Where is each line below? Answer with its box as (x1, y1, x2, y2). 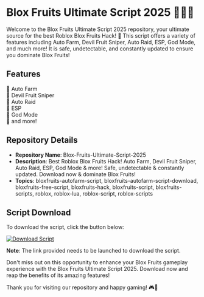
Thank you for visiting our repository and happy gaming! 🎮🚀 (6, 284, 158, 291)
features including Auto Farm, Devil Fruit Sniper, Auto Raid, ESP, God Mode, (6, 38, 196, 46)
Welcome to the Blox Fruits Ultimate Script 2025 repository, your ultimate (6, 26, 190, 33)
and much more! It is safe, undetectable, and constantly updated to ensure (6, 45, 194, 52)
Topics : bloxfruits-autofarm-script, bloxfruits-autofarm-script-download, (15, 177, 199, 184)
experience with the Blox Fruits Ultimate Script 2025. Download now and (6, 265, 189, 273)
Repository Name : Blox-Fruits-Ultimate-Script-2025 (15, 151, 146, 159)
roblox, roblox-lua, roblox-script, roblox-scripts (35, 189, 153, 197)
